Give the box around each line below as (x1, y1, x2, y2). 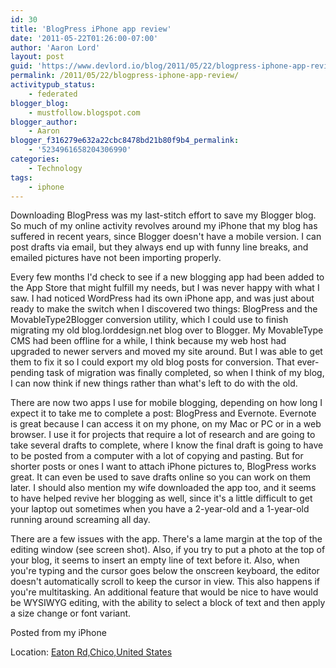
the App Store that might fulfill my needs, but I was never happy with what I (10, 282, 320, 294)
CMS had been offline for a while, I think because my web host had (10, 335, 287, 347)
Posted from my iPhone (10, 627, 107, 639)
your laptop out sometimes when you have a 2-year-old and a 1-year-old (10, 503, 310, 515)
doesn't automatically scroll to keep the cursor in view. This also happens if (10, 576, 321, 588)
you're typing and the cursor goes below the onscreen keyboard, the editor (10, 565, 320, 577)
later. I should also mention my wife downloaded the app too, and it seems (10, 482, 317, 494)
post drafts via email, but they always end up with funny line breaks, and (10, 241, 309, 253)
